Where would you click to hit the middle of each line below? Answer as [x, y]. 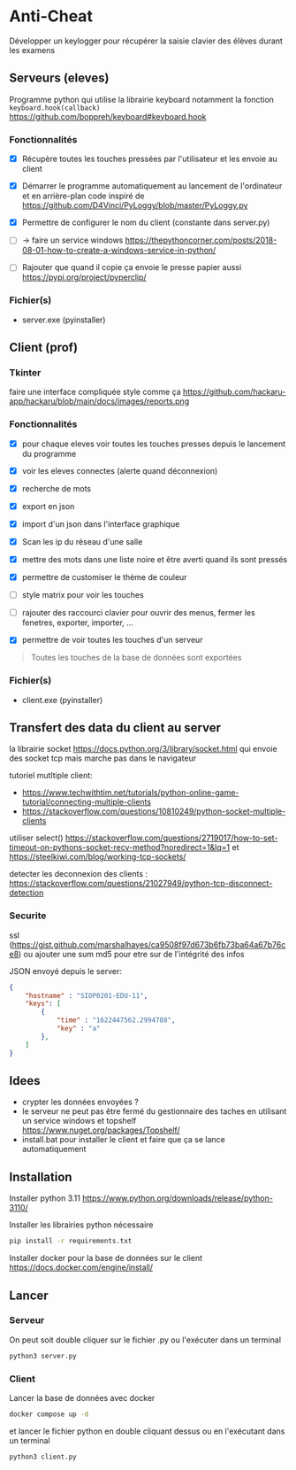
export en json [48, 506]
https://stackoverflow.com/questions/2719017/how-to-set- [171, 838]
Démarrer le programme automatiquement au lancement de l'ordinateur [152, 186]
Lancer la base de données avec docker [82, 1397]
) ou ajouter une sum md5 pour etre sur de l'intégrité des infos [131, 954]
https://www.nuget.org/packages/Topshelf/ [101, 1130]
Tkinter [25, 372]
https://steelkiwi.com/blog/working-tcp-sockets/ [98, 857]
